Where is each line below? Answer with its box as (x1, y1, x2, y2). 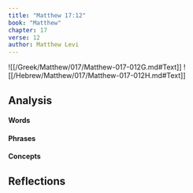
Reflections (8, 174, 66, 187)
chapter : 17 (8, 26, 47, 34)
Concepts (8, 151, 41, 161)
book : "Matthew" (8, 19, 61, 27)
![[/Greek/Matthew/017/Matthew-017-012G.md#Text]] (8, 62, 183, 72)
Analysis (8, 94, 53, 107)
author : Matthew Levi (8, 41, 80, 49)
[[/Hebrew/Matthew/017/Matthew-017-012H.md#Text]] (8, 71, 187, 80)
